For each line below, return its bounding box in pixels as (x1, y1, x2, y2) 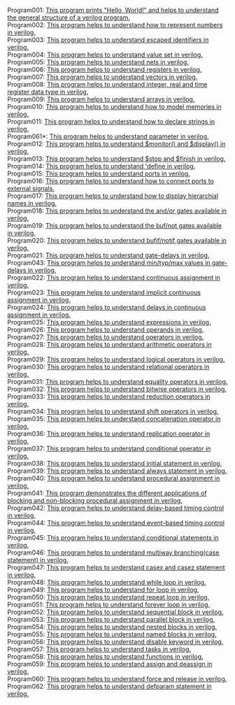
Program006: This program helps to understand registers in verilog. (7, 66, 202, 73)
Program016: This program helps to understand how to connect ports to (7, 177, 215, 185)
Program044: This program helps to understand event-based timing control (7, 519, 225, 527)
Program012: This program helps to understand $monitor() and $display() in (7, 140, 226, 148)
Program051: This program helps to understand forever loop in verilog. (7, 601, 211, 608)
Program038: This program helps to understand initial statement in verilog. (7, 460, 222, 467)
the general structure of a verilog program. (7, 13, 131, 22)
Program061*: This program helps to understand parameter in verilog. (7, 132, 209, 141)
